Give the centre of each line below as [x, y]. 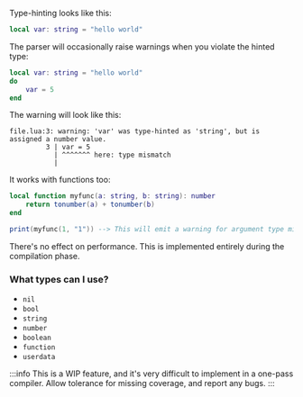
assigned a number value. [58, 140]
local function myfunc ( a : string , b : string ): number [113, 196]
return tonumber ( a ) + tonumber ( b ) [90, 205]
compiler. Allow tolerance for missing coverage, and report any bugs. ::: [142, 383]
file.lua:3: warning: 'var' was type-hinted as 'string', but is [134, 131]
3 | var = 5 [68, 148]
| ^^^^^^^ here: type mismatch [112, 155]
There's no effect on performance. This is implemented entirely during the [147, 246]
